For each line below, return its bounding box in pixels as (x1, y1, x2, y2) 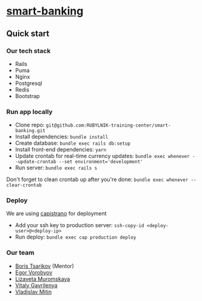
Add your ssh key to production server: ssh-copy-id (15, 222, 144, 229)
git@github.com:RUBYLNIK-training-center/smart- (45, 122, 171, 128)
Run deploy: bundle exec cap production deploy (15, 233, 136, 240)
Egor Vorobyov (15, 268, 53, 276)
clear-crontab (6, 182, 42, 188)
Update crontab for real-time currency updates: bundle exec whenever (15, 153, 190, 160)
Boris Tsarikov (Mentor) (15, 262, 75, 270)
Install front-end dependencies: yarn (15, 146, 107, 153)
